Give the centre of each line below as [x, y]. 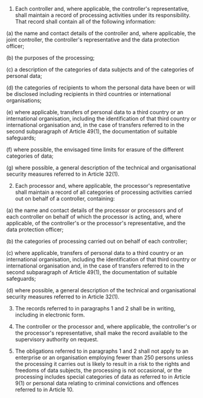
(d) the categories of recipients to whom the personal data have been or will [101, 88]
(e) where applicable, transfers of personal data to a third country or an [95, 112]
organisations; [24, 100]
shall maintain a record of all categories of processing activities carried [103, 192]
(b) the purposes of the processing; [50, 58]
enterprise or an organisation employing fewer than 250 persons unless [104, 358]
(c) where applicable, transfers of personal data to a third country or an [95, 253]
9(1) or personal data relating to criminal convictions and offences [97, 383]
